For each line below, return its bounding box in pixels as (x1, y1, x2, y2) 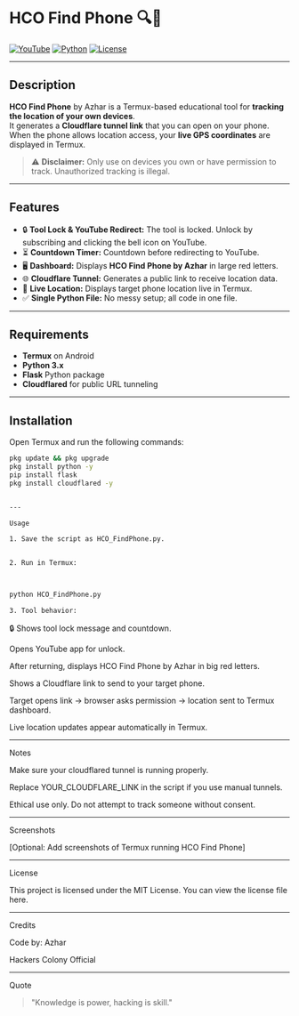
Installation (9, 413, 73, 428)
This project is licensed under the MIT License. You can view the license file (9, 884, 287, 895)
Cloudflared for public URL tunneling (21, 379, 158, 390)
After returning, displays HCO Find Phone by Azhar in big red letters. (9, 660, 261, 671)
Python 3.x (21, 360, 64, 371)
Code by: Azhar (9, 937, 67, 947)
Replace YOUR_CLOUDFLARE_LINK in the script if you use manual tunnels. (9, 781, 283, 793)
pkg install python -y (9, 463, 93, 472)
